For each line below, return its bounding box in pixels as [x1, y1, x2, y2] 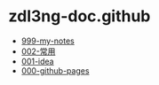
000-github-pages [20, 65, 90, 76]
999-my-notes [20, 35, 75, 46]
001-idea [20, 56, 54, 66]
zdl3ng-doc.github [8, 6, 151, 27]
